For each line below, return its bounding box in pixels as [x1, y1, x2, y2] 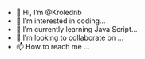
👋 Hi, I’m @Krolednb [15, 8, 82, 17]
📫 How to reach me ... [15, 42, 90, 51]
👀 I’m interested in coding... [15, 16, 106, 26]
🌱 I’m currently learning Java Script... [15, 25, 138, 33]
